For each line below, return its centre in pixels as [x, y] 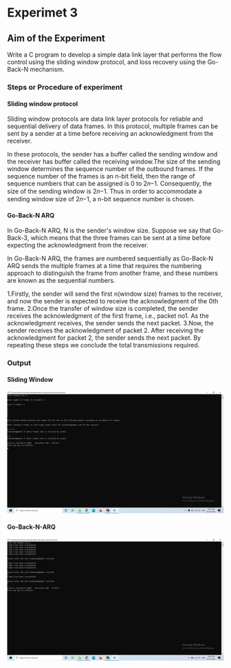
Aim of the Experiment [56, 38]
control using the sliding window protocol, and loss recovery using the [107, 62]
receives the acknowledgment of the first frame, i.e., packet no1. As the [108, 316]
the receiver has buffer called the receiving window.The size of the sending [114, 162]
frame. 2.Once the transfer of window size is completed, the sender [103, 309]
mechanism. [47, 69]
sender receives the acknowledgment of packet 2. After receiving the [106, 331]
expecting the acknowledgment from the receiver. [78, 245]
